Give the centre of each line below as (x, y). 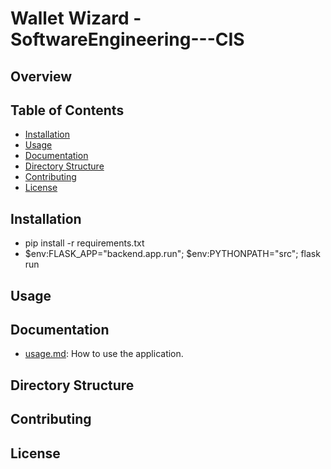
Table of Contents (67, 110)
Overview (41, 76)
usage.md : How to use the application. (104, 354)
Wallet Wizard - (76, 18)
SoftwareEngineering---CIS (127, 39)
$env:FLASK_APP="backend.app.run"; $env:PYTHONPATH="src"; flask (172, 254)
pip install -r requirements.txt (84, 243)
